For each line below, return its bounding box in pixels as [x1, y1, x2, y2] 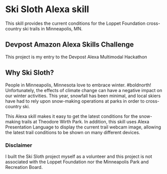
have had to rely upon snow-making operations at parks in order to [5, 98, 145, 104]
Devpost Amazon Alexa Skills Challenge [5, 40, 134, 49]
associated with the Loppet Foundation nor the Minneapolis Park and [5, 158, 149, 165]
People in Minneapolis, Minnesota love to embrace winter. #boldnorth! [5, 82, 152, 88]
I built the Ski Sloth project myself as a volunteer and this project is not [5, 153, 152, 159]
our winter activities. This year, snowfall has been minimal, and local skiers [5, 93, 161, 99]
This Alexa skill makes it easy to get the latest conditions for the [5, 113, 138, 119]
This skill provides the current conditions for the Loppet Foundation [5, 20, 146, 26]
